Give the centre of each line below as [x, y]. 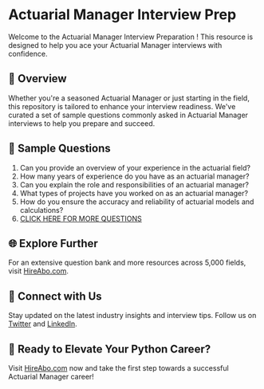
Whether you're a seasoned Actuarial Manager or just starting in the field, [129, 98]
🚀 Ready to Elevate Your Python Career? [110, 349]
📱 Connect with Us [55, 296]
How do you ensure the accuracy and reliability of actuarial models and [137, 202]
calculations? [41, 210]
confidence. [28, 53]
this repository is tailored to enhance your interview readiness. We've [122, 106]
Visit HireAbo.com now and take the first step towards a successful [118, 368]
